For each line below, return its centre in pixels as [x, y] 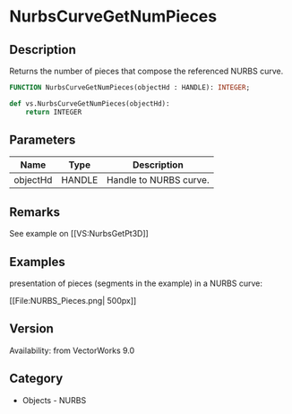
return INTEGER [54, 112]
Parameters [43, 140]
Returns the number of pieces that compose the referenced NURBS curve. [146, 71]
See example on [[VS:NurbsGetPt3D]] [79, 234]
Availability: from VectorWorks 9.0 [72, 350]
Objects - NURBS [54, 400]
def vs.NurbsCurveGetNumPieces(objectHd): [90, 103]
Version [31, 329]
